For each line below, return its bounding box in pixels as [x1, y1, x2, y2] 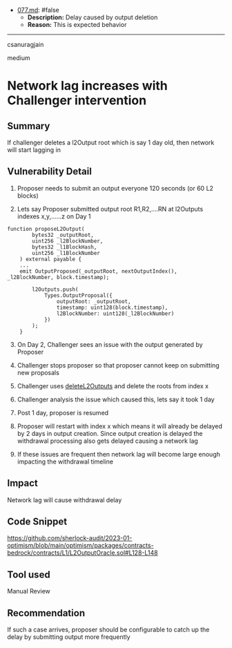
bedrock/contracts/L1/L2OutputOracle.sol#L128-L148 [7, 549, 158, 557]
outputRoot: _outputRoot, [56, 298, 131, 305]
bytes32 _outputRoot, [32, 231, 95, 238]
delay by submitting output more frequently [7, 633, 130, 641]
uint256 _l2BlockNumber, [32, 238, 104, 245]
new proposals [17, 368, 60, 377]
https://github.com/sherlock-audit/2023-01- [7, 534, 133, 542]
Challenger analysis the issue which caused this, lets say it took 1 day [17, 395, 215, 403]
